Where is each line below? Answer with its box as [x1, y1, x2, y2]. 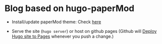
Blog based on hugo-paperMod [4, 3, 135, 14]
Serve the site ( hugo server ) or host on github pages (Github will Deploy [11, 28, 157, 34]
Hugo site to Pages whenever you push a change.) [11, 33, 114, 39]
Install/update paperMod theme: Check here [11, 19, 101, 25]
